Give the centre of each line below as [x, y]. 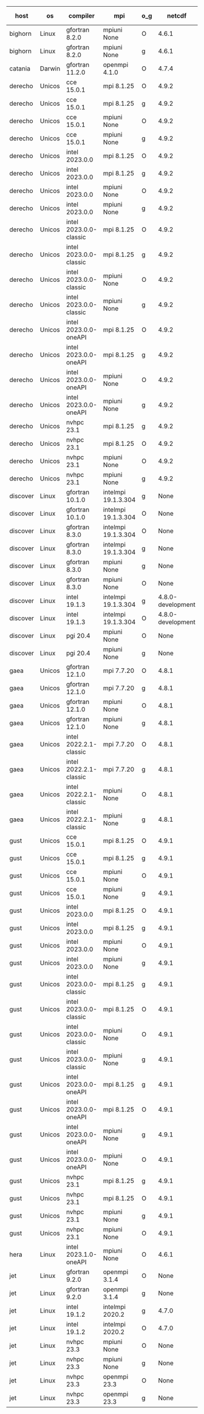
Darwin [50, 68]
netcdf [177, 16]
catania [20, 68]
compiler [82, 16]
